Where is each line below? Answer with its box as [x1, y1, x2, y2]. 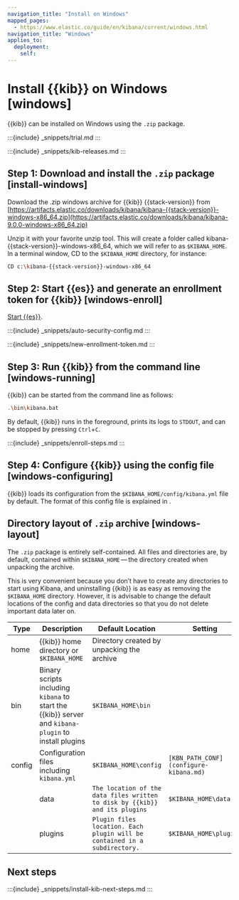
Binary [38, 665, 61, 674]
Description [42, 623, 83, 633]
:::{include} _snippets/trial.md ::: [7, 133, 101, 142]
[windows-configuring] [7, 470, 114, 482]
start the [38, 700, 68, 710]
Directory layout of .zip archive [7, 517, 150, 530]
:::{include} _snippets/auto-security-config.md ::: [7, 327, 151, 335]
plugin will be [92, 830, 144, 837]
